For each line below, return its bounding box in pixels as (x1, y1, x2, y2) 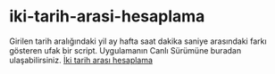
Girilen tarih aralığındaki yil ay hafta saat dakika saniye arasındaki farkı (9, 36, 267, 46)
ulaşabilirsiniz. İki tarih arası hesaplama (9, 54, 154, 65)
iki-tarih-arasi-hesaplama (9, 6, 205, 27)
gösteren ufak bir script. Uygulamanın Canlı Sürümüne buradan (9, 45, 242, 55)
